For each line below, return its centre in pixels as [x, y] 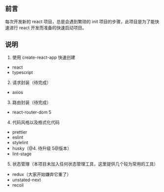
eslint [18, 137]
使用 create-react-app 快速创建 [44, 57]
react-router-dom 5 [32, 112]
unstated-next [26, 180]
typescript [23, 72]
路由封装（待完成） [32, 102]
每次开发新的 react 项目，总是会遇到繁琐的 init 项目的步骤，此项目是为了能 [80, 22]
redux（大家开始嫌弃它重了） [42, 174]
